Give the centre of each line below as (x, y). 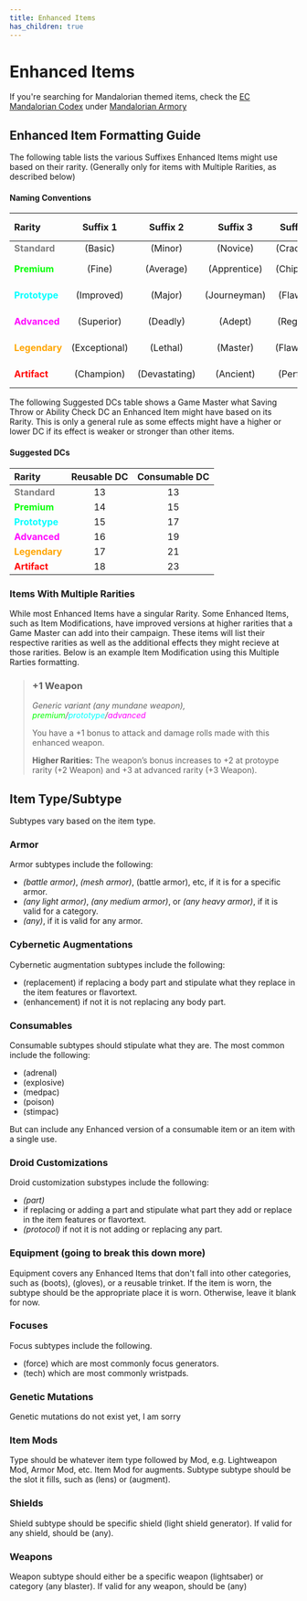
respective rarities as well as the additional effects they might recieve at (144, 642)
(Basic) (100, 249)
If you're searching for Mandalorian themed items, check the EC (130, 97)
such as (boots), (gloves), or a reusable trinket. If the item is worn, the (141, 1283)
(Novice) (235, 249)
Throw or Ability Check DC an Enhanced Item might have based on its (141, 412)
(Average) (167, 269)
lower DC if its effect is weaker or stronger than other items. (122, 431)
